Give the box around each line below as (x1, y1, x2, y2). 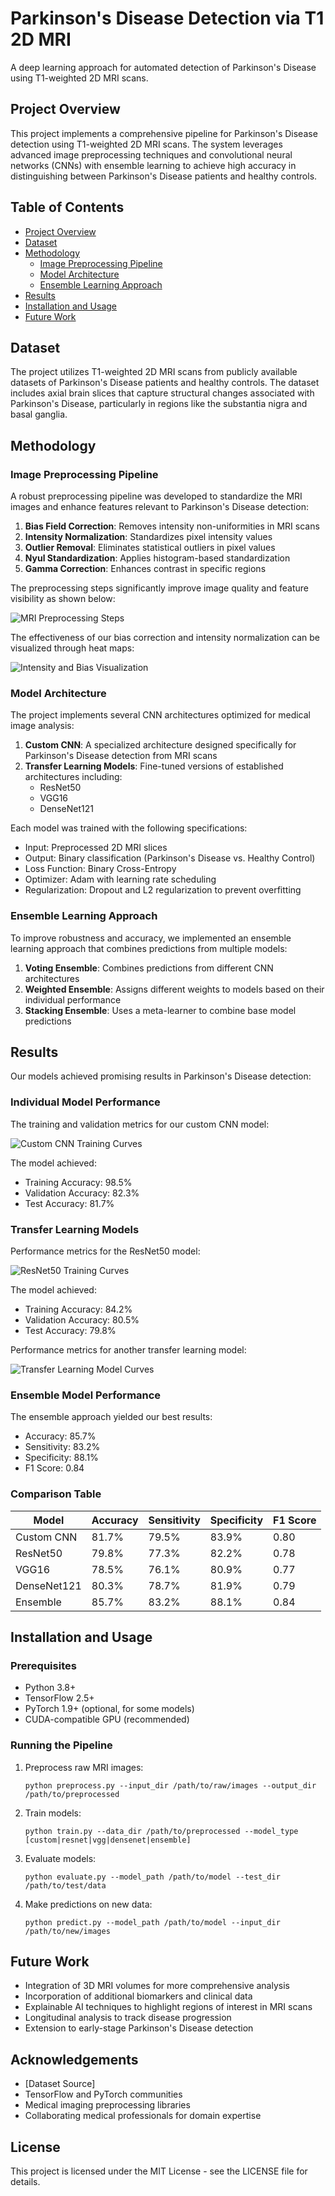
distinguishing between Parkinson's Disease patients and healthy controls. (10, 170, 318, 182)
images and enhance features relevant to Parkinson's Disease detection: (10, 501, 309, 513)
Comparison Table (10, 1487, 102, 1501)
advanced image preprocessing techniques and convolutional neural (10, 148, 293, 161)
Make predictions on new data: (24, 1898, 153, 1910)
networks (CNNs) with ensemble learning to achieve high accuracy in (10, 159, 297, 171)
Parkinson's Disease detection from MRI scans (24, 750, 218, 762)
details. (10, 2176, 41, 2188)
